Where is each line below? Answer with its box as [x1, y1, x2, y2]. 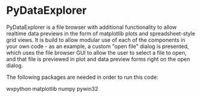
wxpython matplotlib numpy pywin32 [6, 85, 98, 92]
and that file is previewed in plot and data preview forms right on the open [6, 55, 190, 63]
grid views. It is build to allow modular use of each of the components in [6, 36, 186, 43]
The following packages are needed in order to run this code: [6, 73, 159, 81]
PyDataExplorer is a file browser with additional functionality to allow [6, 23, 177, 31]
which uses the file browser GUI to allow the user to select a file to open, [6, 49, 187, 56]
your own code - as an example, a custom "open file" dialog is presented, [6, 43, 189, 50]
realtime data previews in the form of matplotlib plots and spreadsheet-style [6, 29, 196, 37]
